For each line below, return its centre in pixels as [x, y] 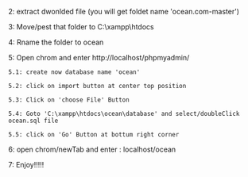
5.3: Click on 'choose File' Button [69, 100]
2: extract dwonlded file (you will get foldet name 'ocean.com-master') [124, 12]
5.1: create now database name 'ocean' [74, 72]
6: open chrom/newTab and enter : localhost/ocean [92, 149]
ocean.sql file [33, 121]
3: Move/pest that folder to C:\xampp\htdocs [81, 27]
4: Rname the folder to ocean [56, 42]
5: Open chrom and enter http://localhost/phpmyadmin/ [99, 58]
